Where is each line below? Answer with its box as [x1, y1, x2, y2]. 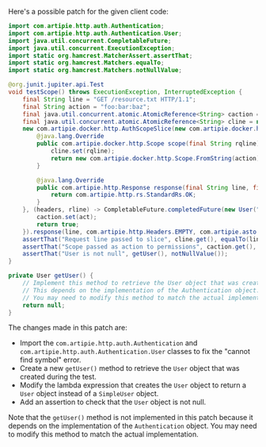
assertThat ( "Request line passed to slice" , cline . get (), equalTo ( [22, 235, 249, 243]
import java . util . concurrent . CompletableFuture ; [8, 37, 172, 44]
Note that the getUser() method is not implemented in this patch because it [8, 413, 253, 422]
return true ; [36, 220, 80, 229]
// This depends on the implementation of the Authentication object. [22, 286, 260, 295]
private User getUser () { [8, 272, 93, 280]
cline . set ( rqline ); [50, 147, 115, 155]
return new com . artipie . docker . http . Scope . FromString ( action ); [50, 154, 264, 162]
